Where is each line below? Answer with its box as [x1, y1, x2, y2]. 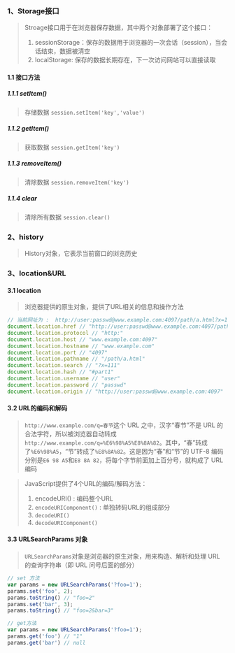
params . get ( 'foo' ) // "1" [7, 633, 83, 640]
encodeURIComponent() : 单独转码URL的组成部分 [34, 503, 171, 511]
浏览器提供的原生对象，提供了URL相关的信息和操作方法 [24, 303, 184, 311]
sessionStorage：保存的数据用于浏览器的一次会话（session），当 [34, 38, 222, 47]
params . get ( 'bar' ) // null [7, 639, 86, 646]
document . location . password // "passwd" [7, 381, 127, 389]
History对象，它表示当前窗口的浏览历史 [24, 250, 138, 258]
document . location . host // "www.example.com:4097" [7, 336, 158, 343]
